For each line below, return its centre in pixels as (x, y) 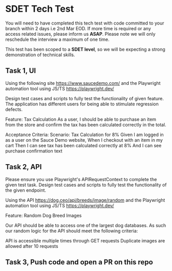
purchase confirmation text (34, 151)
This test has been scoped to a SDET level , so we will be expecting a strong (85, 49)
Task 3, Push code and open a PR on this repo (79, 262)
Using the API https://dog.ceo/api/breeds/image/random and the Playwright (85, 200)
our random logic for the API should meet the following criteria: (72, 231)
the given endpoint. (26, 190)
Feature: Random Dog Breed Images (44, 215)
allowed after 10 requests (32, 246)
